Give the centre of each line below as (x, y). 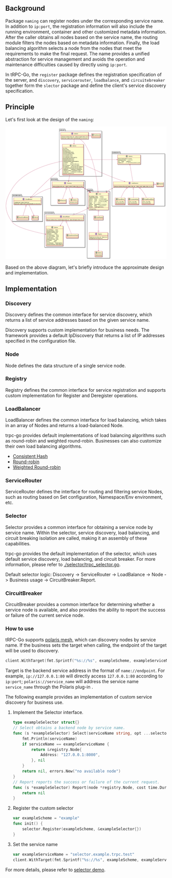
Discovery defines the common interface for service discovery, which (79, 315)
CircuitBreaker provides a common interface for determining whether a (80, 605)
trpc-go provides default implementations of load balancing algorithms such (86, 435)
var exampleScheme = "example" (46, 818)
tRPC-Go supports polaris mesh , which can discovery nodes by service (81, 640)
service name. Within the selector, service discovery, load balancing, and (82, 533)
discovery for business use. (35, 702)
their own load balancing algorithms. (44, 446)
